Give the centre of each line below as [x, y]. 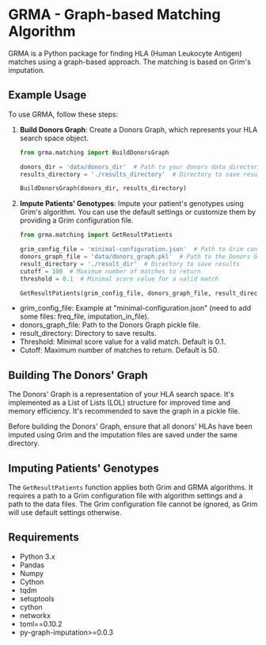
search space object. [54, 138]
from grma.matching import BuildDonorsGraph [94, 152]
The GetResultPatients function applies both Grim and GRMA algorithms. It [131, 487]
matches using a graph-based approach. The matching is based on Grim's [129, 62]
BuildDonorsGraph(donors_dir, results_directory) [103, 189]
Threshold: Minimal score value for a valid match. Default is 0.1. [122, 342]
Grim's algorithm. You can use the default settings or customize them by [137, 212]
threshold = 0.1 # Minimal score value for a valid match [119, 279]
